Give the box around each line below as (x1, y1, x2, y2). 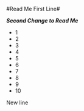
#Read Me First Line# (6, 5, 60, 12)
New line (6, 99, 29, 106)
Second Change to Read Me (6, 17, 79, 24)
